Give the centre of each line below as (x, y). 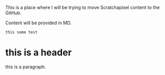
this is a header (38, 53)
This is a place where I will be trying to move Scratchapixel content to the (82, 7)
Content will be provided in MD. (38, 23)
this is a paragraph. (26, 67)
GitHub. (13, 13)
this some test (22, 32)
